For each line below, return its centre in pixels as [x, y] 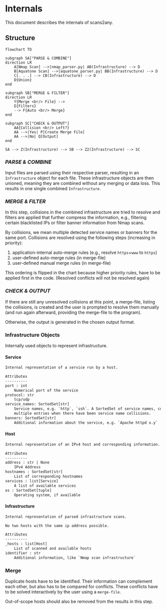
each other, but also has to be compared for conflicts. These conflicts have [82, 586]
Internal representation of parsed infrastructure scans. [66, 517]
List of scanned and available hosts [53, 549]
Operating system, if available [47, 495]
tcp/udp [22, 400]
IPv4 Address [27, 467]
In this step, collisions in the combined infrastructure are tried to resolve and [83, 212]
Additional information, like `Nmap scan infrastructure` [75, 558]
